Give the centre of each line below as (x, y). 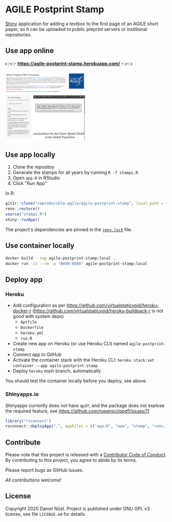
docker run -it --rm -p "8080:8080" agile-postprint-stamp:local (76, 264)
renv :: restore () (23, 209)
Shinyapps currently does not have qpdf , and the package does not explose (85, 405)
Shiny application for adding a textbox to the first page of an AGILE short (82, 24)
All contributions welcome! (33, 480)
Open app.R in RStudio (36, 178)
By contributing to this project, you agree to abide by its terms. (71, 460)
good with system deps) (38, 316)
